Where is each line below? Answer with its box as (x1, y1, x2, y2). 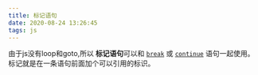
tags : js (8, 26, 37, 34)
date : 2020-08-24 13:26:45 (8, 19, 98, 27)
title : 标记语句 (8, 11, 57, 20)
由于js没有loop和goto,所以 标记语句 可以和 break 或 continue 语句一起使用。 (8, 49, 255, 58)
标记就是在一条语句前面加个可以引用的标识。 (8, 58, 155, 68)
